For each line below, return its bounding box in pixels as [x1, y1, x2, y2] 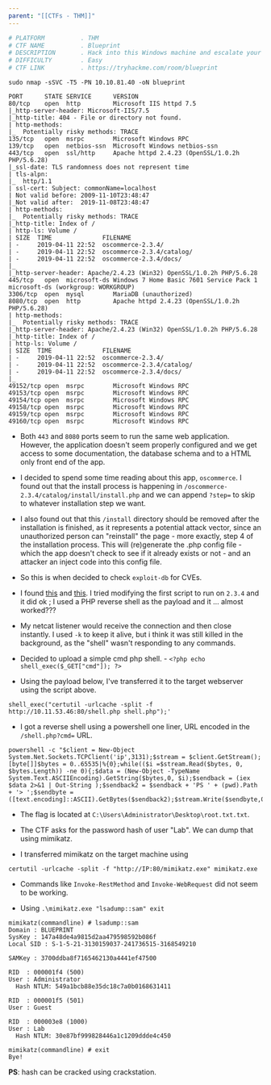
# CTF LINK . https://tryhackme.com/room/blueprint [8, 64, 219, 73]
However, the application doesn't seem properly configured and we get [19, 440, 257, 449]
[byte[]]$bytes [8, 760, 60, 768]
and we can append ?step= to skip [140, 490, 256, 499]
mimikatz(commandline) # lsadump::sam [8, 919, 139, 927]
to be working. [19, 888, 69, 897]
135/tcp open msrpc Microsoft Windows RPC [8, 135, 190, 143]
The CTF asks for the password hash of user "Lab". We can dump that [19, 825, 254, 835]
